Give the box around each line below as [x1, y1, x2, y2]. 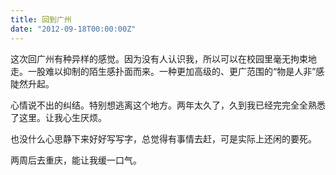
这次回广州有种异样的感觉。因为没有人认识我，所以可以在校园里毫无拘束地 [10, 52, 317, 65]
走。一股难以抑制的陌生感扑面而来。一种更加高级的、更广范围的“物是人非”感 [10, 65, 325, 77]
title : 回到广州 [10, 14, 72, 25]
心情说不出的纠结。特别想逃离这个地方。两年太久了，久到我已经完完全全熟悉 [10, 99, 326, 111]
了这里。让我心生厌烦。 [10, 111, 107, 123]
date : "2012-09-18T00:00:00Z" [10, 24, 137, 34]
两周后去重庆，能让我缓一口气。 [10, 154, 142, 166]
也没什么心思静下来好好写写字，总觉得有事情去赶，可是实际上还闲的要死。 [10, 132, 317, 145]
